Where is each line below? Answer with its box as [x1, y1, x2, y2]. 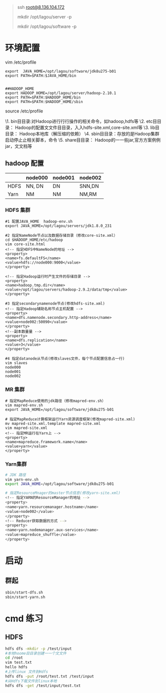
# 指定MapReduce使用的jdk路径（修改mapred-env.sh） [5, 398, 106, 403]
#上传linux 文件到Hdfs [5, 669, 49, 675]
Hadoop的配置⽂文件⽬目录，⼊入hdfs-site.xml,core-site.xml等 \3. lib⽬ [14, 124, 160, 130]
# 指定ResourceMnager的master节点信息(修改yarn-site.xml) [5, 491, 120, 495]
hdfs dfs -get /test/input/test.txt [5, 683, 81, 688]
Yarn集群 [5, 461, 27, 468]
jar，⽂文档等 [5, 143, 32, 149]
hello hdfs [5, 665, 28, 670]
